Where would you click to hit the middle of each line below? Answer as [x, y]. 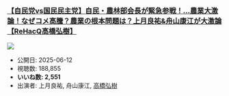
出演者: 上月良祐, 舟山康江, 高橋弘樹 [67, 86]
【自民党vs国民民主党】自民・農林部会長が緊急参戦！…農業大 [109, 10]
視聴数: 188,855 [39, 69]
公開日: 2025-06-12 [45, 60]
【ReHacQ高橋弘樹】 [42, 31]
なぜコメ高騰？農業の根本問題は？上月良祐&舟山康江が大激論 [121, 20]
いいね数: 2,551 [39, 77]
